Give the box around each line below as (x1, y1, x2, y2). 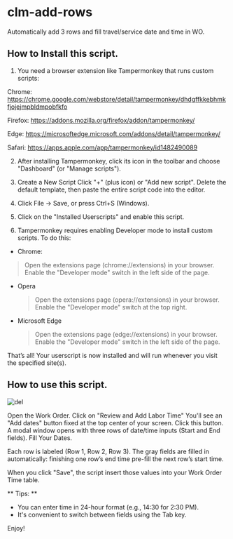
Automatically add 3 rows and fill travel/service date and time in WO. (7, 27, 205, 36)
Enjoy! (7, 524, 26, 532)
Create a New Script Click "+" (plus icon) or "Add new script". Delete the (17, 178, 227, 186)
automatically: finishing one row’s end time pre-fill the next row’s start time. (7, 454, 224, 463)
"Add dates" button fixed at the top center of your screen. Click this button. (7, 418, 224, 427)
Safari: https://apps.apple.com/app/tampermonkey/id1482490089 (7, 143, 198, 152)
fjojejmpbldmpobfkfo (7, 102, 68, 111)
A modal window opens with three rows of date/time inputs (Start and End (7, 426, 220, 434)
